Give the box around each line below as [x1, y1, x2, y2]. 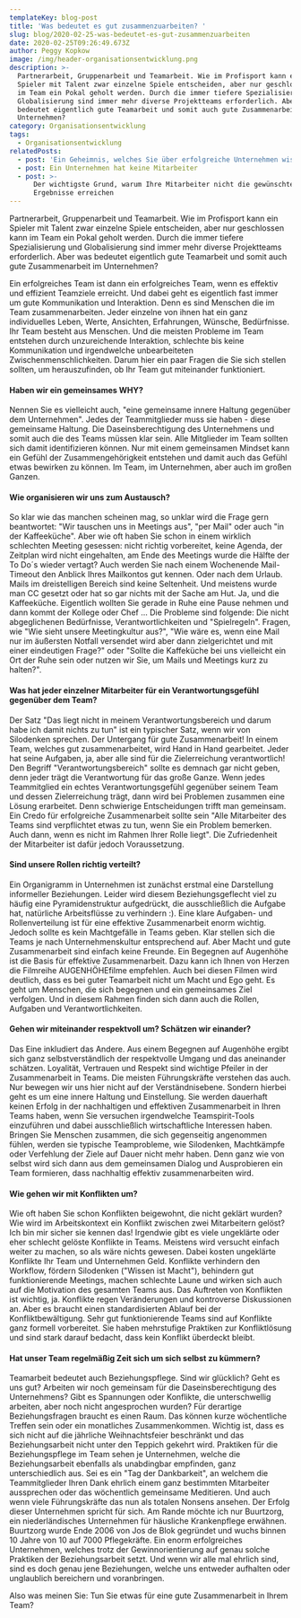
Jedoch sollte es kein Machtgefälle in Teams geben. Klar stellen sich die [9, 927, 276, 937]
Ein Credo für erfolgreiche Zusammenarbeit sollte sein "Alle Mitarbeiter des [9, 810, 287, 821]
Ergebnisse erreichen [32, 189, 115, 198]
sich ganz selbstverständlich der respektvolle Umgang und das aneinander [9, 1053, 287, 1064]
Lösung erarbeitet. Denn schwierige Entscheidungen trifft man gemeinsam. [9, 800, 287, 811]
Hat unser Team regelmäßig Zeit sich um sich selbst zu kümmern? [9, 1352, 262, 1363]
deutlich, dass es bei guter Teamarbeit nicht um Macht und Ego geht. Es [9, 974, 276, 985]
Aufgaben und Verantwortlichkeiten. [9, 1003, 143, 1014]
